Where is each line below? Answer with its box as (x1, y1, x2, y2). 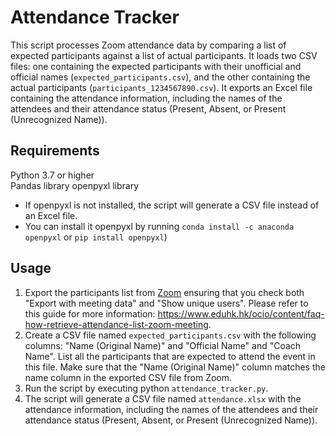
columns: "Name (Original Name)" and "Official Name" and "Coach (24, 339, 302, 351)
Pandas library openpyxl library (10, 179, 139, 191)
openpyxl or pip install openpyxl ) (24, 231, 168, 243)
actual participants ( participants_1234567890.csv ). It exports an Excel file (10, 81, 313, 93)
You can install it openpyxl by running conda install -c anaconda (24, 220, 295, 232)
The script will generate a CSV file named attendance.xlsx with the (24, 392, 302, 405)
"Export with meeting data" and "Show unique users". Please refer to (24, 297, 309, 309)
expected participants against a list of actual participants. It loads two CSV (10, 49, 318, 61)
